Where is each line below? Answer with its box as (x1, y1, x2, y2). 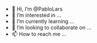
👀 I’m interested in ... (11, 12, 62, 19)
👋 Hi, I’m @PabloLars (11, 6, 63, 12)
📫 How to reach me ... (11, 31, 66, 37)
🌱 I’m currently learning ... (11, 18, 75, 24)
